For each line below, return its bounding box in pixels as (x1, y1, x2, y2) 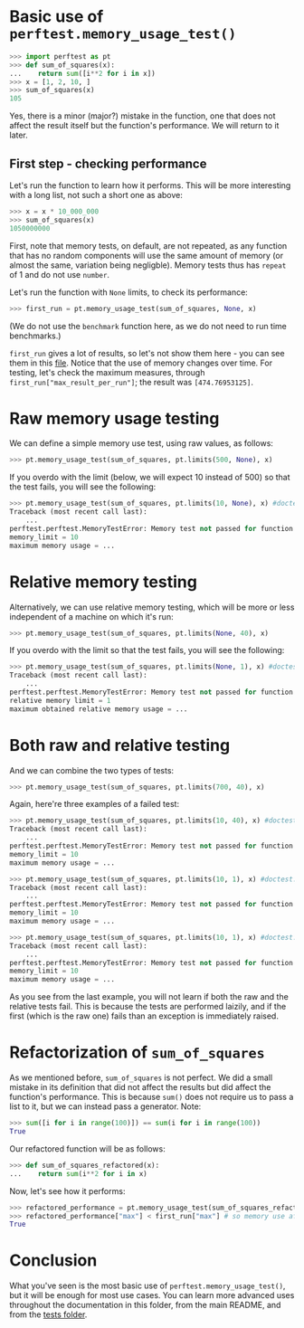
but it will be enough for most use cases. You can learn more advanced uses (9, 1290, 295, 1301)
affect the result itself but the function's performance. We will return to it (9, 120, 280, 131)
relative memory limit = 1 (9, 696, 111, 705)
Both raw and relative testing (9, 735, 231, 755)
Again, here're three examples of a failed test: (9, 799, 179, 810)
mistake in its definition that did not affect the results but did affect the (9, 1082, 271, 1093)
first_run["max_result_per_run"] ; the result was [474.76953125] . (9, 376, 253, 387)
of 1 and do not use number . (9, 269, 110, 280)
